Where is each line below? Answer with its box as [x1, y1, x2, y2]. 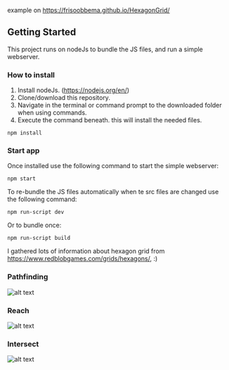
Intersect [7, 339, 39, 349]
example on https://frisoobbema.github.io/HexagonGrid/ [7, 6, 170, 14]
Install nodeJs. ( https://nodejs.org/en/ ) [17, 86, 130, 94]
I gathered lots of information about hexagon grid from [7, 247, 165, 255]
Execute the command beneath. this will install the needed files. [17, 116, 202, 125]
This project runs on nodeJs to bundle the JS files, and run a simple [7, 45, 204, 53]
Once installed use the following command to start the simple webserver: [7, 162, 219, 170]
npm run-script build [7, 235, 71, 242]
